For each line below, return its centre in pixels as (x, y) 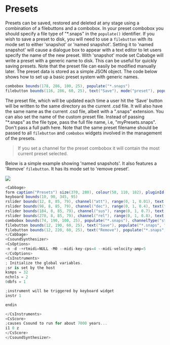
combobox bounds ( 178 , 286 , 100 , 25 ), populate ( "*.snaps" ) (68, 86)
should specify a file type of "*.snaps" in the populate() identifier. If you (80, 33)
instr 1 (13, 296)
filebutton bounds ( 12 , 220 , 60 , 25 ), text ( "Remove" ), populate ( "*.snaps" (85, 230)
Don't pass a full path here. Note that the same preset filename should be (82, 127)
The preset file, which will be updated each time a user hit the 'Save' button (84, 100)
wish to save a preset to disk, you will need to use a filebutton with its (79, 39)
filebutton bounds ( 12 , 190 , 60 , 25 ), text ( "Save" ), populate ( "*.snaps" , (83, 225)
